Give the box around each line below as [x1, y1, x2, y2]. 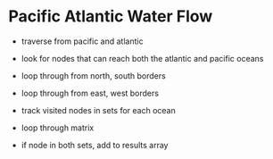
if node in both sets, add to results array [21, 139, 169, 150]
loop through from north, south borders [21, 70, 166, 81]
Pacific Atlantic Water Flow [8, 6, 213, 27]
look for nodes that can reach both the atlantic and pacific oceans [21, 53, 264, 63]
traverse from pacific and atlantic [21, 36, 144, 46]
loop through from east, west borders [21, 88, 160, 98]
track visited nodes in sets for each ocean [21, 105, 176, 115]
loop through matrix [21, 122, 95, 133]
